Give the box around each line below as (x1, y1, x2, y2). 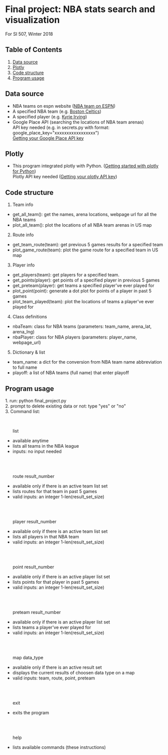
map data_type (12, 655, 44, 660)
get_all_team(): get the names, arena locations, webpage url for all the (12, 212, 157, 218)
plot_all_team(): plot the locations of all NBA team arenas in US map (12, 222, 152, 228)
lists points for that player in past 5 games (12, 579, 99, 585)
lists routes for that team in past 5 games (12, 489, 97, 494)
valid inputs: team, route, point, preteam (12, 675, 95, 681)
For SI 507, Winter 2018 (5, 31, 53, 37)
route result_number (12, 473, 55, 479)
